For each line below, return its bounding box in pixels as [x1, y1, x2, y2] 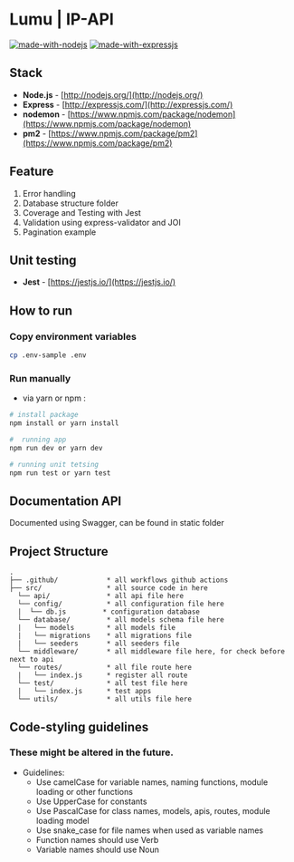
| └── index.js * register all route [17, 671, 188, 680]
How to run [9, 303, 73, 318]
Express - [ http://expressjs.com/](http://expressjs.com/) [22, 99, 233, 110]
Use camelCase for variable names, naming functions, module [35, 776, 269, 788]
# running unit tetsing [9, 460, 100, 469]
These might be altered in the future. [9, 746, 174, 759]
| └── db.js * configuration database [17, 607, 201, 616]
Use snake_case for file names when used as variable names [35, 825, 264, 836]
